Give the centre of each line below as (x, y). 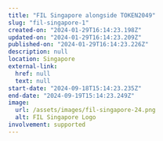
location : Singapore (42, 60)
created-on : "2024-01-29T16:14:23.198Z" (75, 30)
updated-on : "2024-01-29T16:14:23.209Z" (75, 37)
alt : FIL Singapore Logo (56, 117)
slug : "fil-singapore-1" (49, 23)
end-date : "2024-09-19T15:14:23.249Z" (71, 96)
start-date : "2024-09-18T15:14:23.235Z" (75, 88)
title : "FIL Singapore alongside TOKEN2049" (82, 15)
